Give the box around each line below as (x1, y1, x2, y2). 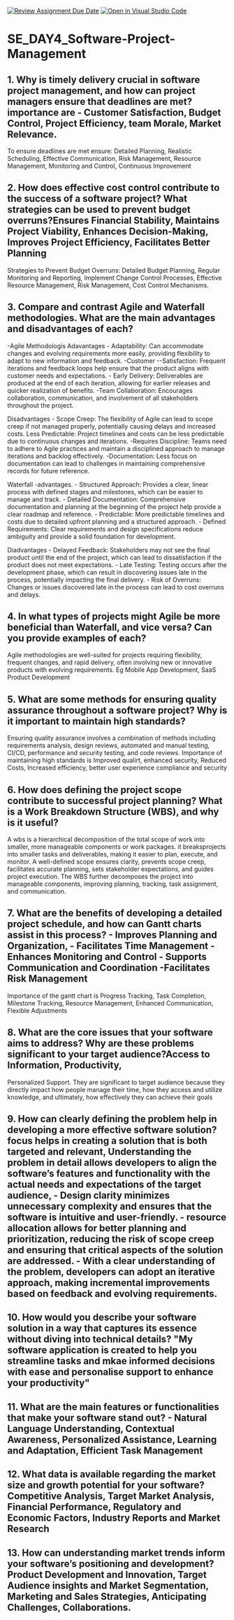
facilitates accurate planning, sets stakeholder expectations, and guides (7, 865, 214, 873)
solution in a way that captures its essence (7, 1322, 198, 1335)
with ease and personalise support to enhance (7, 1366, 214, 1378)
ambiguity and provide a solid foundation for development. (7, 532, 176, 540)
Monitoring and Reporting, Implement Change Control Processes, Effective (7, 273, 222, 282)
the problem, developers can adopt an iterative (7, 1266, 215, 1278)
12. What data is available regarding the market (7, 1468, 217, 1480)
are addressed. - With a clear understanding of (7, 1255, 215, 1267)
